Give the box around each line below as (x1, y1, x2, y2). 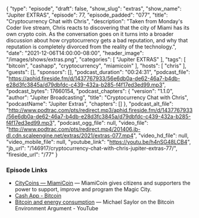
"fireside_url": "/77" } (6, 151, 58, 158)
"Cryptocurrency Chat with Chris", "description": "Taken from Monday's (6, 18, 183, 24)
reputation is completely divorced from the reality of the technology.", (6, 43, 177, 50)
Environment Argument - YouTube (14, 205, 99, 212)
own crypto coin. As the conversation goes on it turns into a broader (6, 30, 174, 38)
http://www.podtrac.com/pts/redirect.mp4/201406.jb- (8, 125, 141, 133)
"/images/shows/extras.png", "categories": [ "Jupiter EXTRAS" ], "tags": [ (6, 56, 186, 63)
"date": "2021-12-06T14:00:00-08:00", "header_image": (6, 50, 144, 56)
